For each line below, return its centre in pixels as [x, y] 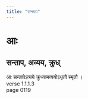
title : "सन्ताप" [23, 11]
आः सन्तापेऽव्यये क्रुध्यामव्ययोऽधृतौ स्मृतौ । [45, 77]
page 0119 [19, 90]
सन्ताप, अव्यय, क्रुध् [33, 63]
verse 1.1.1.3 [20, 84]
